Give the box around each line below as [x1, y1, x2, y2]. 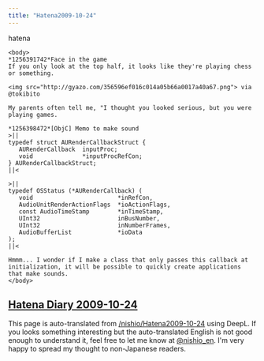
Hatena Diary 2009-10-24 [8, 298, 138, 312]
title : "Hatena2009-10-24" [8, 11, 97, 20]
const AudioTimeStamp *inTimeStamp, [18, 207, 164, 216]
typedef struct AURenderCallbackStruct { [8, 138, 147, 146]
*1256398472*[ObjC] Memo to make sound [8, 124, 139, 133]
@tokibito [8, 90, 41, 98]
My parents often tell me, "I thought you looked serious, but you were [8, 103, 252, 111]
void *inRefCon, [18, 194, 154, 201]
